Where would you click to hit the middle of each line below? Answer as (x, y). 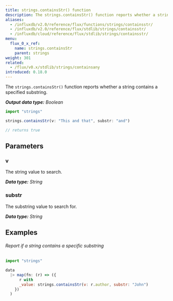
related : (15, 63)
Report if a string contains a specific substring (55, 246)
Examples (21, 232)
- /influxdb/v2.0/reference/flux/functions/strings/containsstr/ (82, 24)
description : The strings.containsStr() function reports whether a (80, 15)
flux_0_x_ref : (25, 44)
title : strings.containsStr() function (48, 10)
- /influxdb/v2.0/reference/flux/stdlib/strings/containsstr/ (78, 29)
